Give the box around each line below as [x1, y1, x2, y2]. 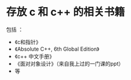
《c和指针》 [14, 38, 41, 45]
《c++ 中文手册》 [14, 52, 55, 59]
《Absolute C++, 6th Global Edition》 [14, 45, 100, 52]
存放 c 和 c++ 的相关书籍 [6, 5, 125, 19]
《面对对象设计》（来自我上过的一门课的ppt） [14, 60, 124, 67]
